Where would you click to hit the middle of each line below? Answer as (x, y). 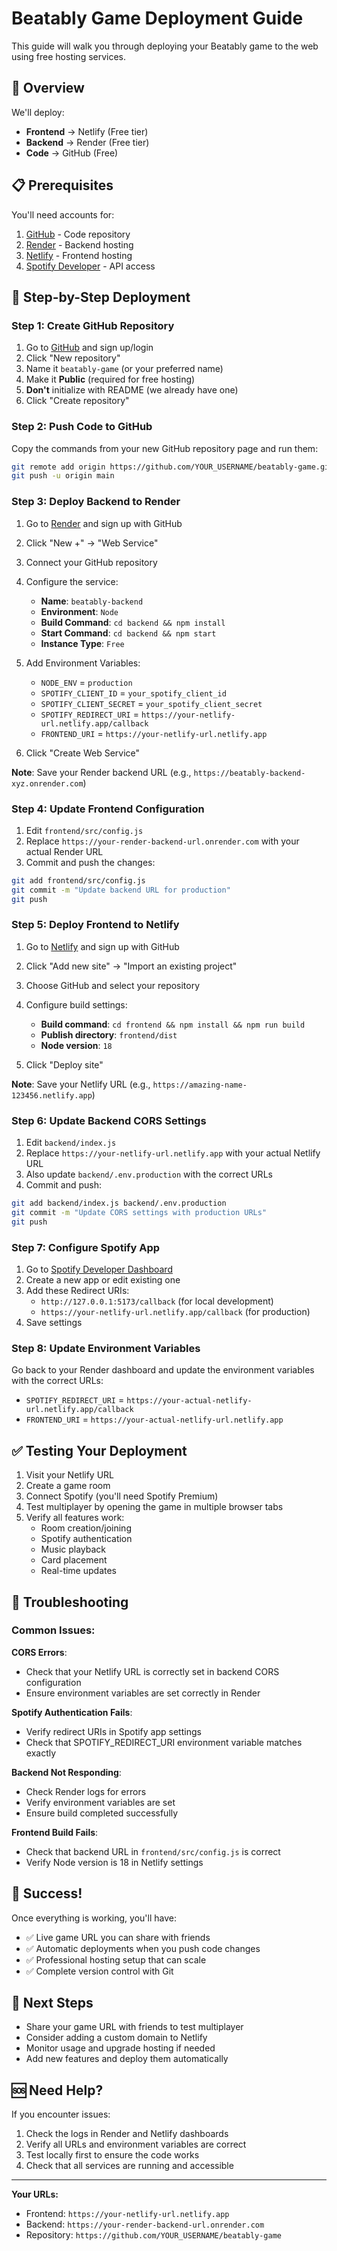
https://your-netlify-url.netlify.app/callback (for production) (175, 1312)
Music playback (73, 1549)
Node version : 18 (76, 1045)
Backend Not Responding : (66, 1772)
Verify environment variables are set (100, 1802)
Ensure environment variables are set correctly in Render (143, 1693)
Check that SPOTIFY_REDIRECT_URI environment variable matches (164, 1742)
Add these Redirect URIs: (77, 1291)
